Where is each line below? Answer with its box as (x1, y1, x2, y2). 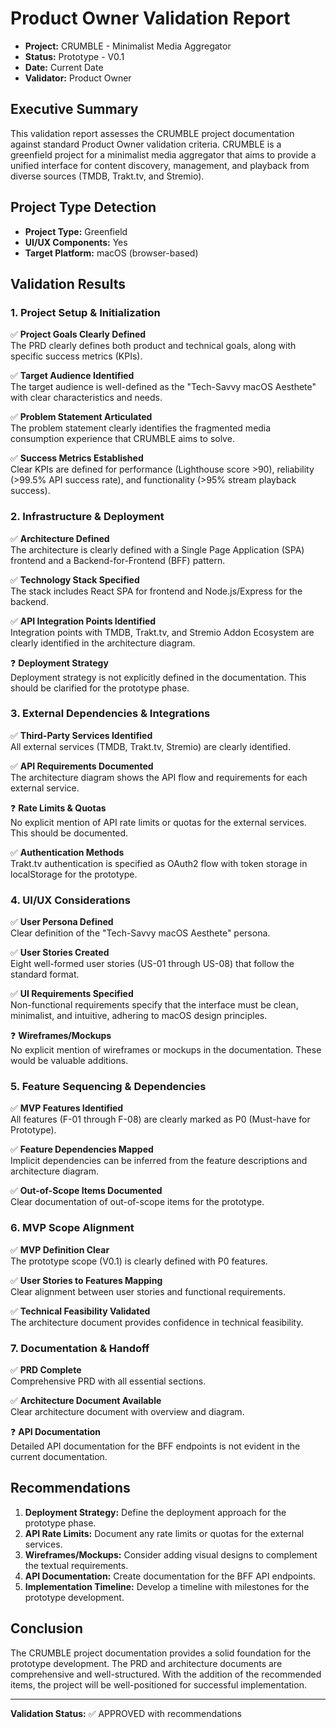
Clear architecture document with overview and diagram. (10, 1406, 245, 1418)
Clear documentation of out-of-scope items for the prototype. (10, 1196, 265, 1208)
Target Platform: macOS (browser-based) (24, 247, 199, 259)
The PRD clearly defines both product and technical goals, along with (10, 340, 297, 352)
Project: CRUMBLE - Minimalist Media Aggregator (24, 40, 232, 52)
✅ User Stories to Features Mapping (10, 1274, 163, 1286)
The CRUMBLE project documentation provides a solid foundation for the (10, 1647, 312, 1659)
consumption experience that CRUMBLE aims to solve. (10, 433, 235, 445)
